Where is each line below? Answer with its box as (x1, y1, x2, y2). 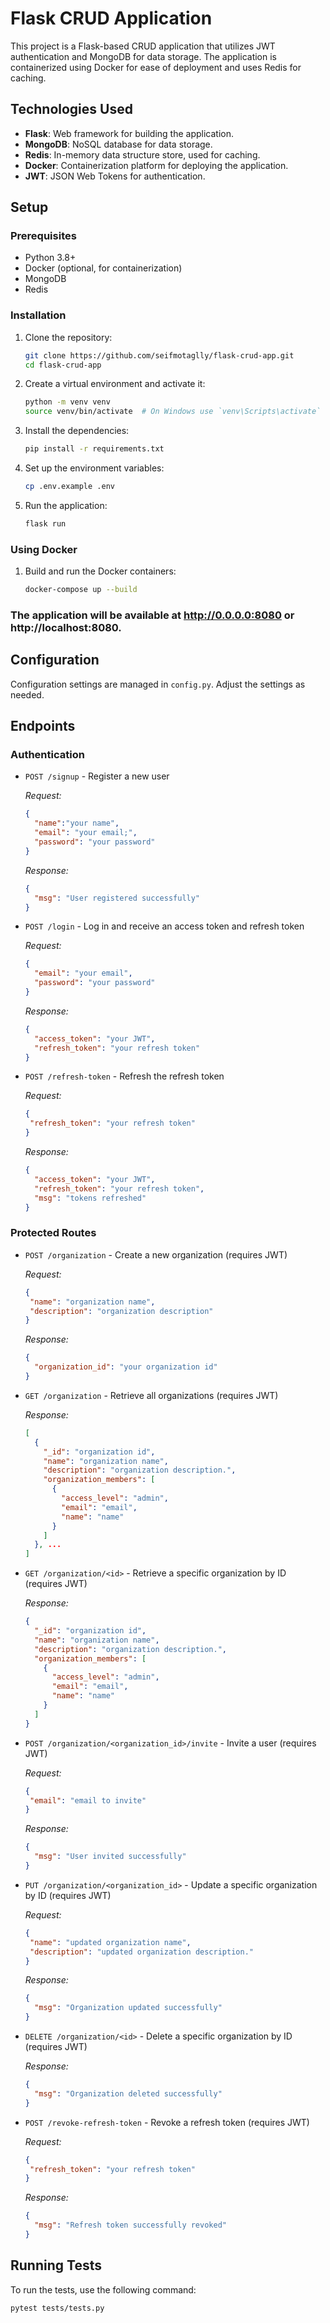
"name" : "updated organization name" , (29, 1937, 192, 1947)
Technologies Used (10, 101, 133, 118)
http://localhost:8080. (10, 620, 122, 634)
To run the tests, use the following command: (10, 2283, 197, 2296)
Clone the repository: (24, 331, 113, 343)
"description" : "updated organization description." (29, 1947, 254, 1957)
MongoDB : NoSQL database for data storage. (24, 138, 213, 150)
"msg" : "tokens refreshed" (34, 1193, 147, 1203)
